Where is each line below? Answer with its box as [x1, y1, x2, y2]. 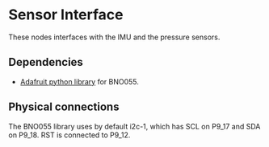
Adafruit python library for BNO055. [19, 76, 140, 86]
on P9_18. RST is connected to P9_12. [8, 130, 131, 140]
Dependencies [8, 55, 83, 69]
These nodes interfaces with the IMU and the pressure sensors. [8, 32, 221, 42]
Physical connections [8, 100, 120, 114]
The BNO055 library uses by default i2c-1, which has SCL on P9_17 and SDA [8, 121, 261, 131]
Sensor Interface [8, 6, 124, 24]
